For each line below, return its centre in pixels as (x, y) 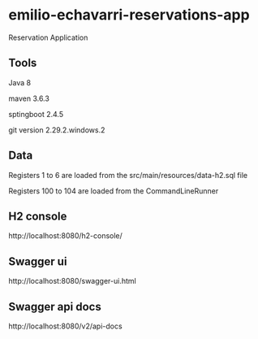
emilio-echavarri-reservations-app (129, 15)
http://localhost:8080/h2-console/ (66, 236)
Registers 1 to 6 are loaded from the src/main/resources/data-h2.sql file (128, 175)
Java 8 (19, 82)
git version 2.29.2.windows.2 (57, 130)
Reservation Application (48, 37)
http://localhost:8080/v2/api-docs (66, 326)
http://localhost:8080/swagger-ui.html (72, 281)
